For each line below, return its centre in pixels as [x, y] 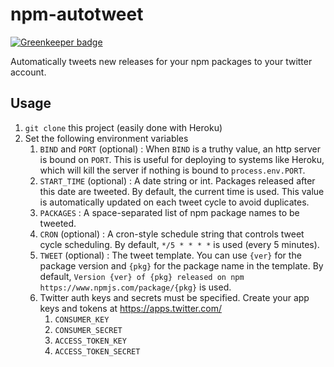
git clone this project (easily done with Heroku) [123, 127]
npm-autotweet [77, 14]
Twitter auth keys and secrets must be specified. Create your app [174, 297]
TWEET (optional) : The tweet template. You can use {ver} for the [170, 255]
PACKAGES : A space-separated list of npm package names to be [169, 212]
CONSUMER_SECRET [88, 330]
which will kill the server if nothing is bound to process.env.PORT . [172, 170]
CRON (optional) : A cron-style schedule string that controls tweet [172, 234]
